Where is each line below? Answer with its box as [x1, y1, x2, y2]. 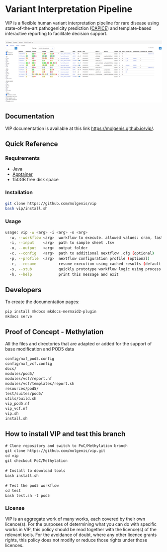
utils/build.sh [5, 396, 37, 401]
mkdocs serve [5, 314, 32, 319]
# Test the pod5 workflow [5, 483, 59, 488]
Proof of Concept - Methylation [5, 328, 104, 336]
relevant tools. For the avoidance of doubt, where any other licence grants [5, 532, 157, 538]
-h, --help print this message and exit [9, 272, 119, 277]
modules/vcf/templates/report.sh [5, 381, 75, 386]
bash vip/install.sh [5, 206, 48, 211]
